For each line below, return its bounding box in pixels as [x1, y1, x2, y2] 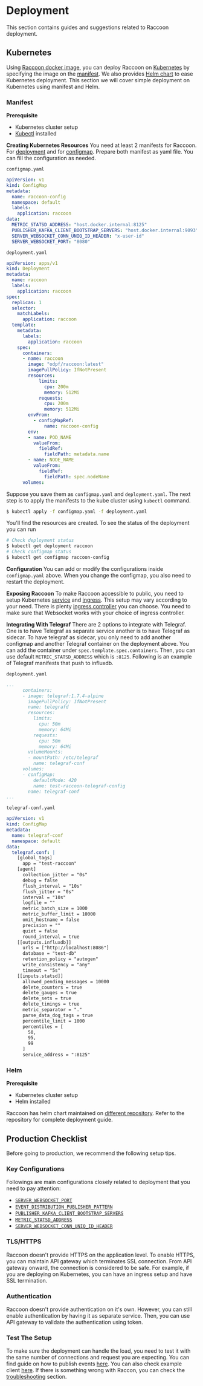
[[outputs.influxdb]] [17, 939, 71, 945]
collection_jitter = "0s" [22, 872, 88, 878]
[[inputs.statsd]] [17, 973, 63, 979]
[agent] [17, 866, 36, 873]
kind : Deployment [6, 265, 50, 272]
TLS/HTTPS [6, 1237, 42, 1246]
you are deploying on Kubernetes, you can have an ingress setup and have [6, 1270, 193, 1278]
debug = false [22, 877, 59, 883]
